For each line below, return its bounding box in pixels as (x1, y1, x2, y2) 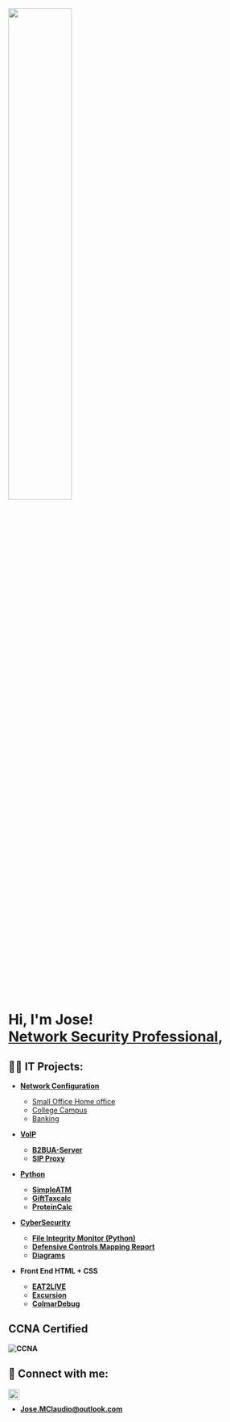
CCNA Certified (8, 1322, 88, 1336)
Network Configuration (19, 1081, 100, 1090)
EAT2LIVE (31, 1282, 67, 1291)
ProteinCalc (31, 1202, 72, 1211)
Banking (31, 1114, 60, 1124)
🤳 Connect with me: (8, 1367, 109, 1381)
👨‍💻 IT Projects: (8, 1060, 84, 1074)
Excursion (31, 1291, 67, 1299)
